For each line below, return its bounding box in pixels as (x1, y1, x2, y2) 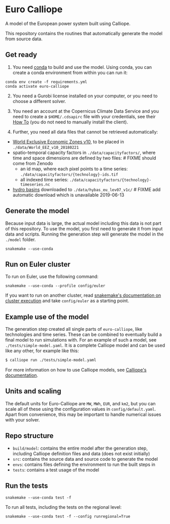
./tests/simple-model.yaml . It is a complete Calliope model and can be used (5, 343, 165, 349)
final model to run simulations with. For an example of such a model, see (5, 337, 157, 343)
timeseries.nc (20, 182, 50, 187)
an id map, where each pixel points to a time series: (20, 166, 128, 172)
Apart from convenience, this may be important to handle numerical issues (5, 411, 161, 417)
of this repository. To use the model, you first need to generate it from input (5, 225, 163, 231)
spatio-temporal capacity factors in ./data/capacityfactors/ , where (12, 149, 156, 155)
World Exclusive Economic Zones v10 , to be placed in (12, 139, 124, 145)
